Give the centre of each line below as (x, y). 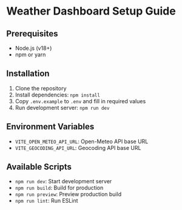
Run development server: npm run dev (62, 107)
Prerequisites (32, 34)
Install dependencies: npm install (57, 95)
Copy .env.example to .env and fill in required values (80, 101)
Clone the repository (41, 88)
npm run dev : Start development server (63, 181)
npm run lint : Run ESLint (46, 201)
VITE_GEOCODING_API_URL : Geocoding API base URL (78, 147)
